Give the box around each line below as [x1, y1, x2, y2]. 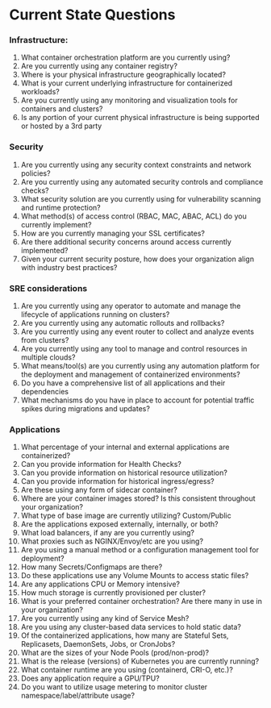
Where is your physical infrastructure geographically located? [20, 70, 227, 80]
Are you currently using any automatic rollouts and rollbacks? [20, 319, 225, 328]
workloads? [20, 87, 60, 97]
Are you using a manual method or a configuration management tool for [20, 545, 259, 555]
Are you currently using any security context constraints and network [20, 160, 252, 169]
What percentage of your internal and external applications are [20, 442, 230, 452]
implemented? [20, 245, 69, 255]
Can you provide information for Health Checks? [20, 460, 182, 469]
